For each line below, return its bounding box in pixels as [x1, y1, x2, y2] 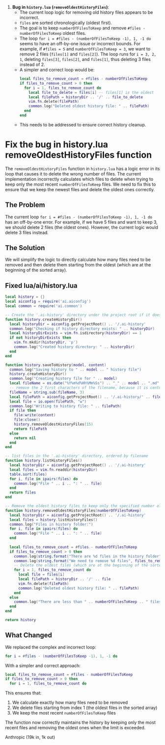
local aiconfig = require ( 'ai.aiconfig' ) [5, 299, 91, 304]
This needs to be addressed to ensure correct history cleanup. [19, 121, 146, 127]
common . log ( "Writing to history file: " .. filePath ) [9, 403, 122, 408]
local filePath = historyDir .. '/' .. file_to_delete [28, 94, 143, 100]
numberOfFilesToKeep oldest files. [19, 30, 86, 36]
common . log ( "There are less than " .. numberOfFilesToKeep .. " [14, 600, 148, 604]
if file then [9, 408, 36, 413]
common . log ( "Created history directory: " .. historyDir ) [14, 344, 135, 349]
